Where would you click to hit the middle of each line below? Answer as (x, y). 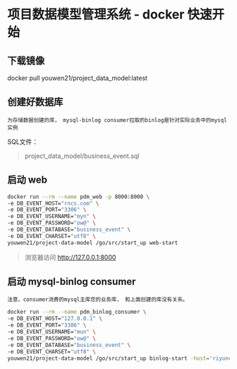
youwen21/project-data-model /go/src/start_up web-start (93, 243)
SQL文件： (23, 142)
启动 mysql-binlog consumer (72, 282)
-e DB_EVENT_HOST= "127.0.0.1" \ (55, 319)
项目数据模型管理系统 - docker (96, 15)
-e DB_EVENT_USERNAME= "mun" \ (52, 332)
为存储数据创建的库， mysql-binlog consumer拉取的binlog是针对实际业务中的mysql (117, 120)
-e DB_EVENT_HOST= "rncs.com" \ (53, 203)
